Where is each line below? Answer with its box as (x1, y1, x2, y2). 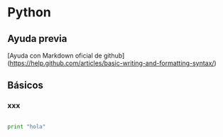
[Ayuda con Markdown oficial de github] (7, 51, 125, 60)
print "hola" (7, 123, 46, 130)
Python (7, 4, 51, 21)
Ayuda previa (7, 33, 67, 45)
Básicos (7, 80, 44, 92)
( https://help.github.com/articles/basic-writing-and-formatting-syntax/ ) (7, 59, 217, 67)
